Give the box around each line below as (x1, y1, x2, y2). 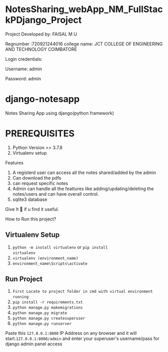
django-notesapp (5, 94, 80, 105)
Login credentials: (5, 56, 43, 62)
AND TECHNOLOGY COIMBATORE (5, 46, 77, 52)
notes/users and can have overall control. (12, 191, 99, 197)
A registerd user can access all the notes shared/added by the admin (12, 169, 156, 175)
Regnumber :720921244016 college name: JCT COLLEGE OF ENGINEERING (5, 40, 163, 47)
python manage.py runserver (12, 321, 72, 327)
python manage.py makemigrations (12, 305, 83, 311)
